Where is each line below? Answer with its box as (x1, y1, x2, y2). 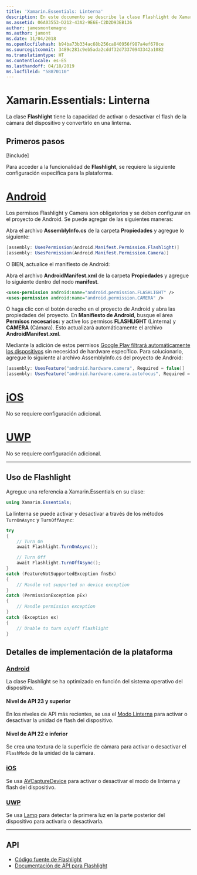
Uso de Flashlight (6, 472, 72, 482)
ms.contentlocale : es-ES (6, 57, 67, 63)
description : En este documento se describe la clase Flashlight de (6, 14, 177, 20)
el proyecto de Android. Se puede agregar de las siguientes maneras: (6, 215, 174, 223)
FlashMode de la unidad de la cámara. (6, 750, 96, 757)
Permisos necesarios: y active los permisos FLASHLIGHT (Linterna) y (6, 318, 176, 325)
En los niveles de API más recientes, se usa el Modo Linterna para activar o (6, 710, 188, 718)
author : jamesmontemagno (6, 25, 67, 31)
